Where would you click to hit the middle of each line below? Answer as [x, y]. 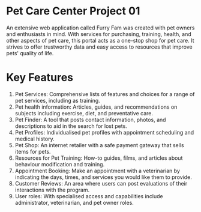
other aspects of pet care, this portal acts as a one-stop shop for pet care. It [100, 40]
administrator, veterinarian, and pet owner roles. [74, 202]
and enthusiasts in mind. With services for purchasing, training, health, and [99, 34]
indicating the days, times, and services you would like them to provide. [103, 177]
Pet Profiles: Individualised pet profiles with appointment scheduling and [104, 132]
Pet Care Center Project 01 [73, 11]
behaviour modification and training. [60, 164]
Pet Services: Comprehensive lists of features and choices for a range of [105, 94]
